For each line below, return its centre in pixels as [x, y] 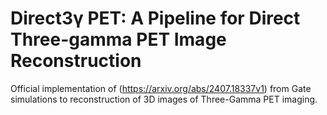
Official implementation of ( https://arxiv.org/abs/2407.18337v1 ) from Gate [161, 88]
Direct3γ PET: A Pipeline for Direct [155, 18]
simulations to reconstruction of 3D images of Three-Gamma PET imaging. [164, 99]
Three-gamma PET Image [118, 39]
